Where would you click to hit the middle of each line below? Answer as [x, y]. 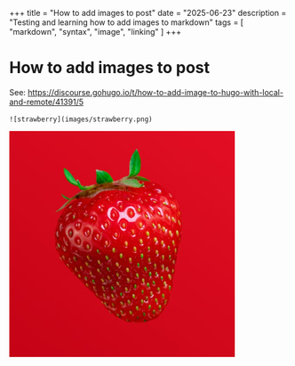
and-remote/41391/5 [47, 102]
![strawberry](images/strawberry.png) [81, 119]
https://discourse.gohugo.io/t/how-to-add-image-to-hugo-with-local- [156, 92]
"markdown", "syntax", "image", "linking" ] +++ [96, 32]
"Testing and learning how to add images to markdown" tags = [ [127, 22]
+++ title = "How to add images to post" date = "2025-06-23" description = [148, 13]
